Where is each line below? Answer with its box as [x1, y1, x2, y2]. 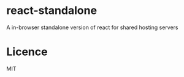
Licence [6, 45, 48, 59]
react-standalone [6, 4, 97, 18]
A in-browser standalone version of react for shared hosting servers [6, 24, 178, 31]
